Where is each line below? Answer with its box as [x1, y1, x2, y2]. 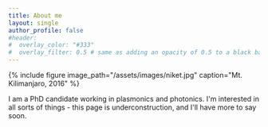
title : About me [8, 11, 62, 20]
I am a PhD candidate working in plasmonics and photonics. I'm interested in [8, 94, 259, 103]
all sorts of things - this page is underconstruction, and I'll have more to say [8, 102, 257, 112]
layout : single [8, 19, 59, 27]
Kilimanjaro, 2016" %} [8, 79, 80, 88]
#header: [8, 33, 37, 42]
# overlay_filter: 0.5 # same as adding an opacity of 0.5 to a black [8, 48, 251, 56]
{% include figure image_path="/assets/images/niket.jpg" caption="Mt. [8, 71, 243, 79]
